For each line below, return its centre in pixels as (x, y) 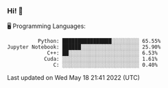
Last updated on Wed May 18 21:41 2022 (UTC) (74, 78)
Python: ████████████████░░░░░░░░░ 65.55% (99, 41)
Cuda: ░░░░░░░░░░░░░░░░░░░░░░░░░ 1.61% (100, 59)
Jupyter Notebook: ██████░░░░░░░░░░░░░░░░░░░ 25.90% (84, 47)
